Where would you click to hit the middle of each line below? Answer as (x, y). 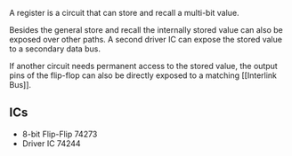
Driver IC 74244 (52, 143)
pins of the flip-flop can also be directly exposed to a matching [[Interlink (143, 75)
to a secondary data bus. (55, 49)
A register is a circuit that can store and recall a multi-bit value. (124, 13)
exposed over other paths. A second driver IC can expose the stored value (146, 39)
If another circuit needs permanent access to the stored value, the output (143, 66)
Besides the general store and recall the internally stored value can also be (146, 30)
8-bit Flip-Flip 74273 (60, 134)
